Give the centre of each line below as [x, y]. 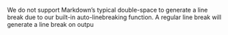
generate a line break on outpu [50, 24]
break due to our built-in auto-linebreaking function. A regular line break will [114, 17]
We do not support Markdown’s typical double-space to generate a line [107, 10]
